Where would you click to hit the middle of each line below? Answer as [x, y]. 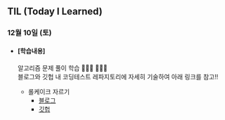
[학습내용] [31, 51]
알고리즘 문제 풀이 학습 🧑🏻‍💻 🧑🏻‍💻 [62, 68]
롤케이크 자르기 [49, 91]
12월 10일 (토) [30, 33]
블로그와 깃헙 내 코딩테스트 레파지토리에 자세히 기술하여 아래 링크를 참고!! [118, 76]
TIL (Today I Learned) [55, 12]
